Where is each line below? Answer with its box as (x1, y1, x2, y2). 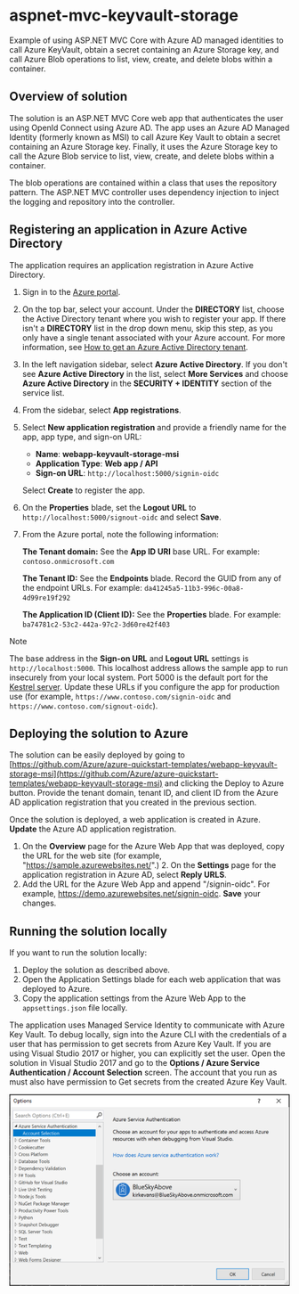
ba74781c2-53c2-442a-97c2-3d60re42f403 (21, 620, 171, 629)
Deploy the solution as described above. (21, 964, 171, 976)
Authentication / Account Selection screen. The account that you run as (9, 1067, 278, 1078)
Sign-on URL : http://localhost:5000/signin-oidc (35, 467, 220, 478)
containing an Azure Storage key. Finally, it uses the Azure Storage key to (9, 141, 279, 152)
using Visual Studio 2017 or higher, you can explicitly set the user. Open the (9, 1048, 286, 1059)
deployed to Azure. (21, 984, 93, 995)
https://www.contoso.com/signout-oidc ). (9, 700, 158, 711)
